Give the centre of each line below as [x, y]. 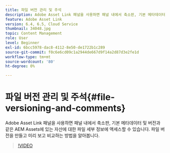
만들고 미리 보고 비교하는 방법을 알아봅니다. [57, 136]
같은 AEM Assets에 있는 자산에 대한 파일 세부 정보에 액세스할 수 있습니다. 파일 [82, 129]
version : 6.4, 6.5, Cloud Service [42, 24]
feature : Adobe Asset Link [34, 19]
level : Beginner [22, 43]
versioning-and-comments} [66, 108]
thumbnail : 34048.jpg [28, 29]
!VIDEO [25, 146]
